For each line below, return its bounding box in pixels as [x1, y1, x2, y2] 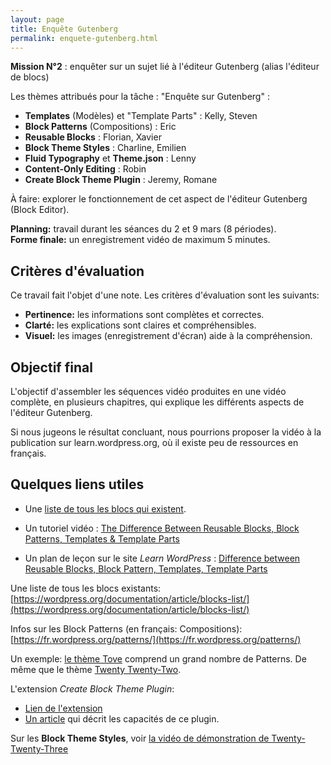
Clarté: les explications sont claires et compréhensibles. [24, 319, 257, 331]
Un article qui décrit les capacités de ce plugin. [24, 712, 220, 725]
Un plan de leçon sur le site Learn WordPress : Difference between [24, 552, 301, 564]
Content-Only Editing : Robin [24, 163, 147, 175]
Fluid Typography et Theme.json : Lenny [24, 152, 197, 165]
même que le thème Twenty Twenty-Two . [10, 663, 182, 675]
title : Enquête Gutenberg [10, 24, 118, 34]
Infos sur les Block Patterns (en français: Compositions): [10, 622, 243, 635]
